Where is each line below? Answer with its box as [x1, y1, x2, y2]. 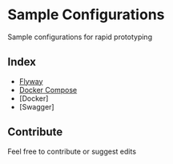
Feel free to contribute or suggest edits [7, 146, 137, 156]
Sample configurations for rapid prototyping [7, 32, 153, 42]
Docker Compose [18, 85, 78, 94]
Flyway [18, 76, 43, 86]
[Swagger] [18, 102, 54, 111]
